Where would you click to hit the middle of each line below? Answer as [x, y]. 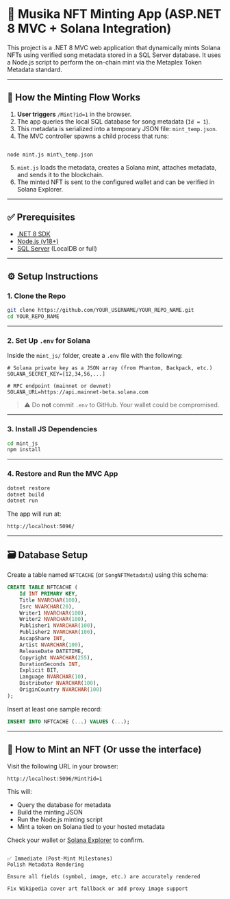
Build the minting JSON [50, 812]
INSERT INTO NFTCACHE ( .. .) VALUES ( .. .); [68, 721]
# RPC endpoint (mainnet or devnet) [59, 386]
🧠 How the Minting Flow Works [74, 98]
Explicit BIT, [39, 670]
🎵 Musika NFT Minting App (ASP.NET [114, 14]
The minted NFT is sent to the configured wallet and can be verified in [116, 182]
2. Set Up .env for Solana [49, 341]
